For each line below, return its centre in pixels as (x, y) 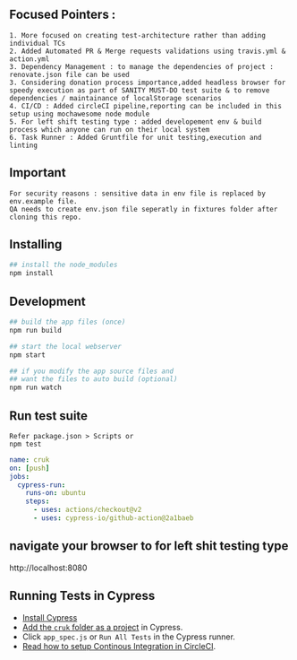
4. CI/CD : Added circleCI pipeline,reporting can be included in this (145, 106)
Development (48, 301)
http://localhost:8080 (48, 568)
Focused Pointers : (63, 15)
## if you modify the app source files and (92, 371)
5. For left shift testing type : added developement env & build (136, 122)
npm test (25, 444)
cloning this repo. (46, 217)
